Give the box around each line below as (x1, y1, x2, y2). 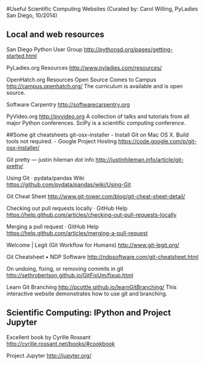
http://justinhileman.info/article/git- (95, 156, 184, 163)
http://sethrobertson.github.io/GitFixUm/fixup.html (6, 271, 134, 279)
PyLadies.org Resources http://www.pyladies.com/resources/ (6, 64, 162, 71)
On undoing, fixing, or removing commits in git (6, 265, 124, 272)
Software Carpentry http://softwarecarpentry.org (6, 100, 130, 108)
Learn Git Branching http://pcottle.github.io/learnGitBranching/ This (6, 283, 177, 290)
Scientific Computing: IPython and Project (6, 307, 171, 318)
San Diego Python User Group (6, 45, 83, 53)
